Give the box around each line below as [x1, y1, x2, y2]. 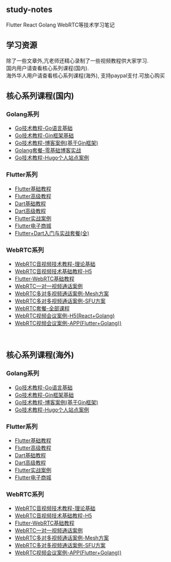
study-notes [6, 5, 53, 15]
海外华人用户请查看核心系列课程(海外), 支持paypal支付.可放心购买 [6, 72, 165, 79]
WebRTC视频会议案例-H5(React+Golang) [14, 312, 115, 319]
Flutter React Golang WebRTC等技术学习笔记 [6, 21, 115, 28]
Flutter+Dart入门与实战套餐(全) [14, 229, 90, 236]
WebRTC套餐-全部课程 [14, 304, 70, 311]
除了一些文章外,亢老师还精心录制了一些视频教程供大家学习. [6, 57, 149, 64]
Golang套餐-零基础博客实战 [14, 147, 81, 154]
